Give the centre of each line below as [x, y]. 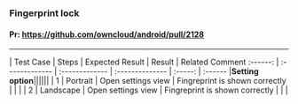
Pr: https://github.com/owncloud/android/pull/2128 [107, 34]
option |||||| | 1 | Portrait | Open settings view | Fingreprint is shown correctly [148, 81]
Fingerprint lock [44, 13]
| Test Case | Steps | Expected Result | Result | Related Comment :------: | [144, 62]
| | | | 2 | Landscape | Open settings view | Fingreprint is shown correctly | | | [149, 90]
